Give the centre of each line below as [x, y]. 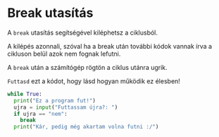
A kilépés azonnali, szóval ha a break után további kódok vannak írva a [110, 46]
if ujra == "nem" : [41, 114]
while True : [25, 94]
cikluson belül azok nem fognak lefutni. [64, 54]
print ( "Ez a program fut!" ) [55, 100]
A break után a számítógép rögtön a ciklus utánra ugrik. [87, 67]
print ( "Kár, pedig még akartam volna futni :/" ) [86, 127]
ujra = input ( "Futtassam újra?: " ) [66, 107]
